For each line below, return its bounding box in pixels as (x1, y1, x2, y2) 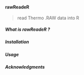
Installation (5, 39, 29, 45)
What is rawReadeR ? (5, 26, 50, 32)
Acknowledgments (5, 64, 45, 70)
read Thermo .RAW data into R (17, 15, 80, 21)
